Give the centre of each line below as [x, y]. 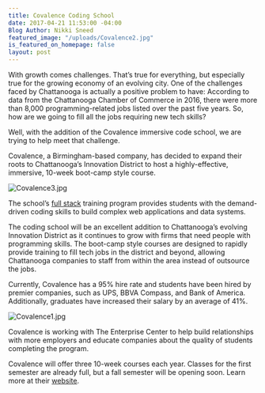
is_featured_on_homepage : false [61, 45]
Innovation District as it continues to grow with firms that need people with [129, 235]
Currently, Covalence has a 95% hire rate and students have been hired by [130, 284]
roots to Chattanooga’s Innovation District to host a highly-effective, [118, 164]
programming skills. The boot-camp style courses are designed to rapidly [128, 244]
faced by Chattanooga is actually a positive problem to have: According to [129, 91]
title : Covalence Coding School [61, 15]
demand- [242, 203]
